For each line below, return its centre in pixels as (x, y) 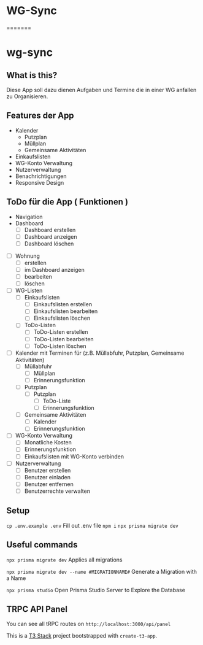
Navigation (29, 217)
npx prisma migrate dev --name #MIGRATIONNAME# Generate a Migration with (102, 571)
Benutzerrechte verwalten (57, 491)
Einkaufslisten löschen (62, 318)
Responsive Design (40, 182)
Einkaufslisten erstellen (63, 304)
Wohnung (27, 256)
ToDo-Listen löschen (60, 346)
